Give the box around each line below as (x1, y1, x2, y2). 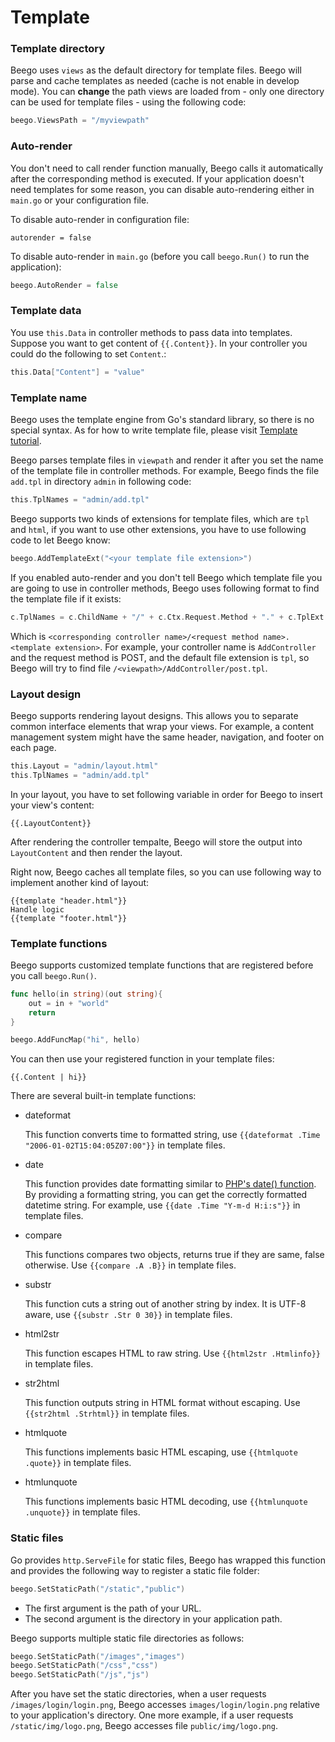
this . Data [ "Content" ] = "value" (10, 367, 145, 377)
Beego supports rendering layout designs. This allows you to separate (10, 709, 299, 721)
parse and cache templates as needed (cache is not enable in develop (10, 75, 300, 87)
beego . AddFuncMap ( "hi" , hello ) (10, 1035, 141, 1045)
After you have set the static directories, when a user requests (10, 1688, 267, 1700)
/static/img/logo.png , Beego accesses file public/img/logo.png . (10, 1720, 278, 1732)
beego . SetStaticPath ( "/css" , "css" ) (10, 1661, 159, 1671)
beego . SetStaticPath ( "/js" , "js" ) (10, 1670, 150, 1680)
